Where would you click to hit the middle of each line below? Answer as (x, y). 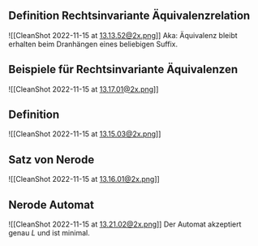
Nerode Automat (52, 205)
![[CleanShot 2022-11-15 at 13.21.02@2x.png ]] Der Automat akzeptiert (125, 224)
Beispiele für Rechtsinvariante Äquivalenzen (123, 69)
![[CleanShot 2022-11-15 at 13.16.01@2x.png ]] (84, 179)
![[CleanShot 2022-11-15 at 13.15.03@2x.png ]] (85, 134)
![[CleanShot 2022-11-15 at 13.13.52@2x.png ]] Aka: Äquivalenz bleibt (123, 35)
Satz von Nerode (52, 160)
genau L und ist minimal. (49, 233)
